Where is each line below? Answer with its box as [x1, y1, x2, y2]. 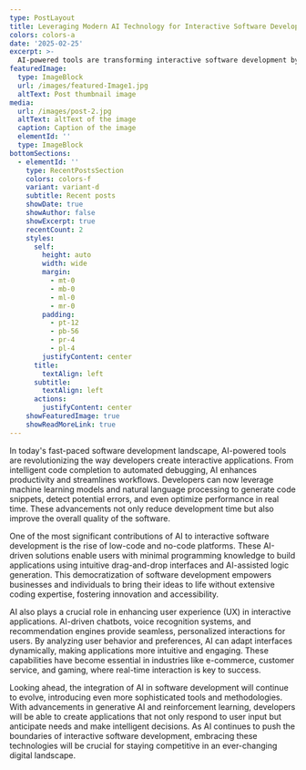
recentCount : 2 [25, 225, 84, 234]
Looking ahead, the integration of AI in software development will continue [9, 682, 289, 693]
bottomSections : [9, 149, 71, 158]
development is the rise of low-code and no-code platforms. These [9, 539, 261, 551]
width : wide [42, 259, 88, 269]
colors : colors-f [25, 174, 92, 183]
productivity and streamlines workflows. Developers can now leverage [9, 474, 274, 485]
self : [33, 242, 55, 252]
